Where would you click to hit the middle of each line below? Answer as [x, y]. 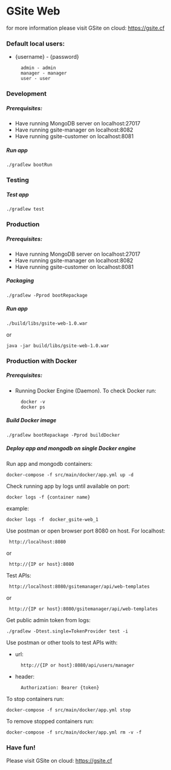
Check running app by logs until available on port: [68, 486]
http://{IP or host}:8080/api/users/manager [78, 665]
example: [18, 508]
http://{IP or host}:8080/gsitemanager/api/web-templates [83, 609]
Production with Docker [42, 360]
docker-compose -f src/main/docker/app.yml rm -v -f [74, 732]
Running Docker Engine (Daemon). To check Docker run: [85, 390]
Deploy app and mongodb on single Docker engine [71, 448]
